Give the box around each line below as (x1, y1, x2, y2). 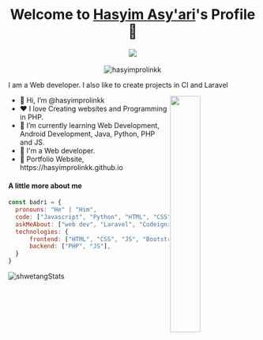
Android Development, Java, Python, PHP (19, 129, 156, 138)
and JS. (19, 137, 45, 147)
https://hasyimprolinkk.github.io (19, 162, 124, 172)
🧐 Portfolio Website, (19, 154, 85, 164)
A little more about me (8, 180, 83, 191)
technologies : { (15, 228, 69, 236)
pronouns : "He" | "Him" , (15, 206, 97, 214)
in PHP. (19, 112, 44, 122)
